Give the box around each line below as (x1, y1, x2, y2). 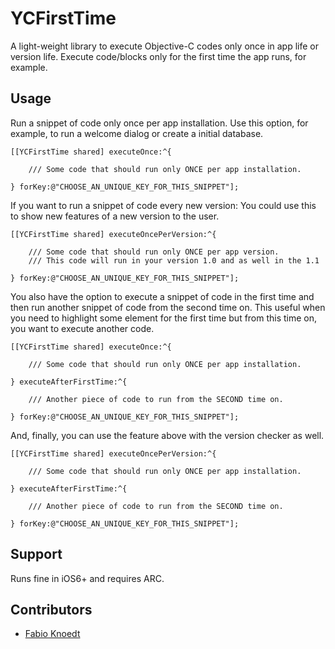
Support (10, 546, 63, 563)
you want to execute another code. (10, 322, 155, 334)
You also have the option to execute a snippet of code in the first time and (10, 290, 315, 302)
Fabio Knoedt (24, 628, 81, 640)
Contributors (10, 601, 93, 618)
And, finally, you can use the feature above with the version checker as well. (10, 429, 325, 441)
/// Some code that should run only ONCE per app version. (28, 247, 280, 257)
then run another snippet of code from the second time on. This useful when (10, 301, 326, 313)
